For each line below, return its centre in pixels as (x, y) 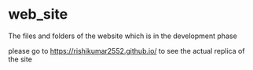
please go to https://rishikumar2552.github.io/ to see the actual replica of (126, 51)
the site (20, 59)
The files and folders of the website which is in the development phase (123, 36)
